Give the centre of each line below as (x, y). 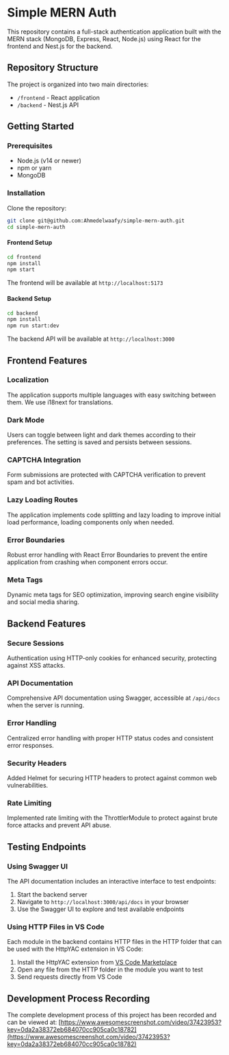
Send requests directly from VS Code (69, 977)
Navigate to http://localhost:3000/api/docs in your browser (103, 901)
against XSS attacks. (36, 665)
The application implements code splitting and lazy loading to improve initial (114, 515)
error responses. (31, 745)
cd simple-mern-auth (37, 227)
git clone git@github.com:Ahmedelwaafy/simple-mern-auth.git (96, 221)
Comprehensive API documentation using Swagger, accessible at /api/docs (114, 698)
